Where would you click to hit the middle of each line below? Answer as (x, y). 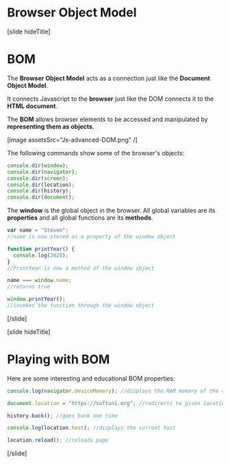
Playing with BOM (59, 360)
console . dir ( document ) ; (41, 197)
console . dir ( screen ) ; (38, 178)
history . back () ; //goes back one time (62, 415)
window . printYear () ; (37, 299)
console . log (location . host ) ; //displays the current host (91, 428)
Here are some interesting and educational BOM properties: (91, 378)
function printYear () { (41, 249)
